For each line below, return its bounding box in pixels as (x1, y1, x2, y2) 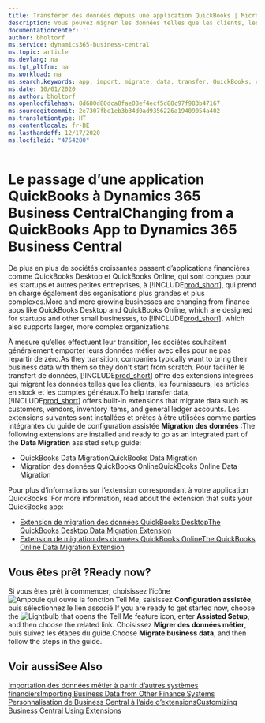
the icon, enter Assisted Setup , (8, 612, 250, 621)
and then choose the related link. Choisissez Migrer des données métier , (8, 620, 247, 630)
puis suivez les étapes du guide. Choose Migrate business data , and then (8, 628, 247, 638)
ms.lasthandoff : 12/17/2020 (8, 129, 101, 137)
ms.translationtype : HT (8, 114, 87, 122)
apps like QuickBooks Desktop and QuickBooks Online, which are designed (8, 305, 253, 315)
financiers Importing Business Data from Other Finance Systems (8, 689, 215, 699)
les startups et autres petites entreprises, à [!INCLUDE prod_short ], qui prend (8, 280, 257, 290)
